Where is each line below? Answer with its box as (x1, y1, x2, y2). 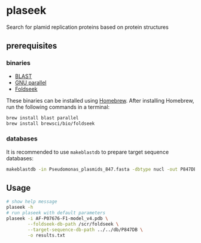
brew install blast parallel (6, 115, 79, 121)
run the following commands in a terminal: (6, 103, 110, 110)
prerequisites (6, 41, 57, 51)
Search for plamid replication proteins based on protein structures (6, 23, 169, 31)
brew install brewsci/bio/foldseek (6, 121, 95, 127)
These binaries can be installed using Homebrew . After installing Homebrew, (6, 97, 194, 104)
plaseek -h (6, 205, 33, 211)
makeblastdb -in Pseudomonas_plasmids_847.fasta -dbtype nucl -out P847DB (6, 166, 197, 172)
